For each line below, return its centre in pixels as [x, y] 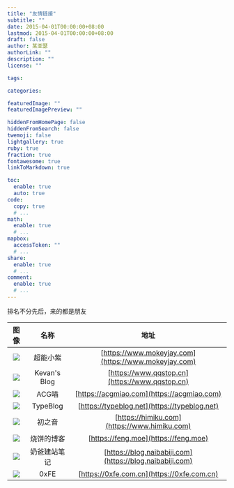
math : [15, 219]
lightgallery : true [36, 142]
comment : [20, 277]
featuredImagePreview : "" [45, 110]
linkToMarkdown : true [39, 168]
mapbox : [18, 239]
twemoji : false [29, 135]
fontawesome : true [34, 161]
